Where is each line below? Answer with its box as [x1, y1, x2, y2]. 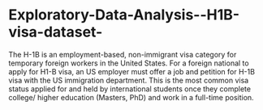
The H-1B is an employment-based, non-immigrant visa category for [8, 49, 237, 59]
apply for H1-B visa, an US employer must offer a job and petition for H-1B [8, 66, 256, 76]
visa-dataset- [8, 23, 103, 41]
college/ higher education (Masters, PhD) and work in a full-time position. [8, 92, 254, 102]
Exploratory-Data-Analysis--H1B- [8, 6, 240, 24]
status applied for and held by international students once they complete [8, 83, 252, 94]
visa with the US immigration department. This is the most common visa [8, 75, 249, 85]
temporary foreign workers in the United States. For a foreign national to [8, 58, 249, 68]
